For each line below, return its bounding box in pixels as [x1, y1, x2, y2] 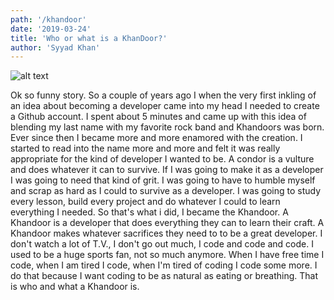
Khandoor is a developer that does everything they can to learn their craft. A [10, 217, 325, 229]
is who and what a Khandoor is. [10, 281, 140, 293]
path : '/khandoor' [10, 14, 87, 25]
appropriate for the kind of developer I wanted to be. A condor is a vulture [10, 153, 315, 165]
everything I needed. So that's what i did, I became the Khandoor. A [10, 206, 289, 218]
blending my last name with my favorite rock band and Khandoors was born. [10, 121, 325, 133]
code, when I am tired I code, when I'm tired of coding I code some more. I [10, 259, 318, 271]
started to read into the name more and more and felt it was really [10, 142, 281, 155]
